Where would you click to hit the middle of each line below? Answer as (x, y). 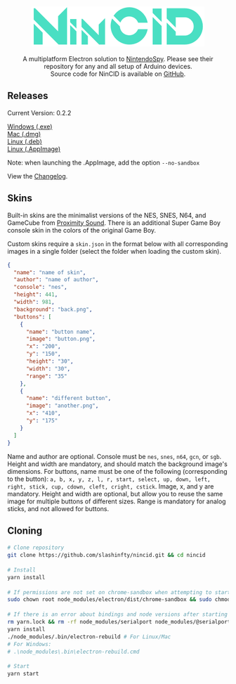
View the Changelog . (38, 176)
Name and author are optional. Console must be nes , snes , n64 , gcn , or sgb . (114, 456)
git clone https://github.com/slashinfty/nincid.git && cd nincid (106, 555)
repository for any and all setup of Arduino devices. (118, 66)
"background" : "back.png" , (53, 309)
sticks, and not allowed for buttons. (58, 508)
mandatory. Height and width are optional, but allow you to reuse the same (115, 493)
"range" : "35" (47, 376)
